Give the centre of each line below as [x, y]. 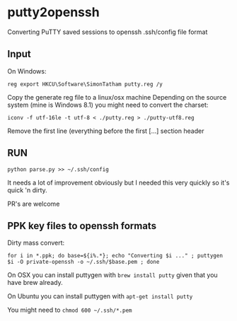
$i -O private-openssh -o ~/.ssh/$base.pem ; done [83, 262]
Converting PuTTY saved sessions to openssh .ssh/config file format [108, 32]
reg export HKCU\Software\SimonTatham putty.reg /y [85, 84]
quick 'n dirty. [27, 190]
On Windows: [27, 71]
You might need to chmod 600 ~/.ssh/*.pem [70, 310]
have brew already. [35, 283]
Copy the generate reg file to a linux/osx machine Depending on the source [117, 97]
